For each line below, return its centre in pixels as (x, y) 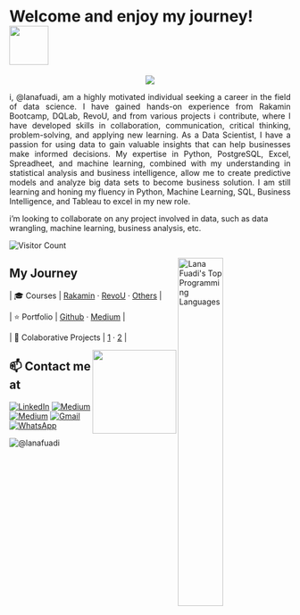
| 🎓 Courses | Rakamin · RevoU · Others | (86, 295)
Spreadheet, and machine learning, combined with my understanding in (150, 163)
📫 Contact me (50, 366)
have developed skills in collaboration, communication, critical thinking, (150, 125)
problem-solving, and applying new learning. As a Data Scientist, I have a (150, 135)
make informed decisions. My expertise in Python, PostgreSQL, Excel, (150, 154)
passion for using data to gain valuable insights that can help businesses (150, 144)
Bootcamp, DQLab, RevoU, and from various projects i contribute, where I (150, 116)
